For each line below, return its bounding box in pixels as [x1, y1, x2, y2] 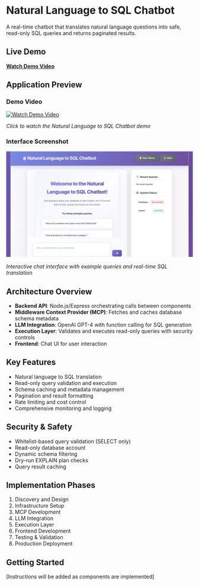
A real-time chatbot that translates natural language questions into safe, [6, 23, 182, 30]
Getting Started [6, 557, 65, 568]
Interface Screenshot [6, 137, 69, 146]
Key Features [6, 357, 56, 367]
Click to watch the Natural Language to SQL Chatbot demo [6, 122, 151, 130]
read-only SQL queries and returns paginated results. [6, 29, 136, 36]
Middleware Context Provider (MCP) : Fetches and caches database [14, 308, 182, 316]
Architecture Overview [6, 286, 92, 297]
